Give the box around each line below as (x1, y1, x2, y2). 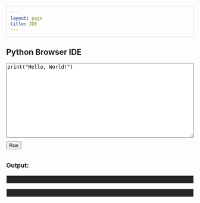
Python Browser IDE (6, 47, 82, 57)
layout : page (10, 15, 43, 21)
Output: (6, 161, 29, 170)
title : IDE (10, 21, 37, 27)
